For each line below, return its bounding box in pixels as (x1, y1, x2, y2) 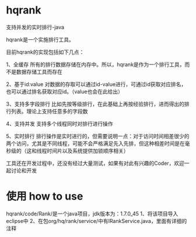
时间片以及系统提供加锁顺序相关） (46, 147, 129, 154)
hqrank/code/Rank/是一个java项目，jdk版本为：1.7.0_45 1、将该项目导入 (6, 210, 178, 217)
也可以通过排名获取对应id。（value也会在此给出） (6, 88, 124, 95)
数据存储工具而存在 (16, 68, 62, 75)
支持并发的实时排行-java (6, 23, 65, 30)
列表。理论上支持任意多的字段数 (10, 108, 88, 115)
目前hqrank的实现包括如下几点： (6, 48, 85, 56)
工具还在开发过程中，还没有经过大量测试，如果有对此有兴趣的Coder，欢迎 (6, 159, 185, 167)
